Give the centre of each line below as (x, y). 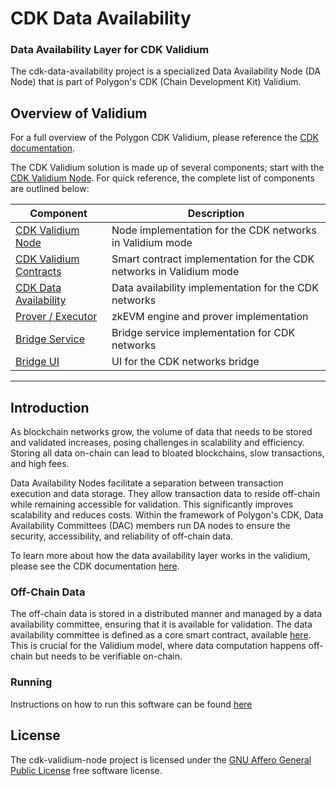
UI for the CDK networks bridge (185, 362)
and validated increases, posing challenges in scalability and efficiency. (157, 443)
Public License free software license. (86, 770)
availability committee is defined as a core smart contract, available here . (161, 635)
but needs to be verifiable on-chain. (108, 656)
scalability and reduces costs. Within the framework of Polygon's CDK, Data (167, 515)
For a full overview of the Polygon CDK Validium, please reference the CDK (164, 138)
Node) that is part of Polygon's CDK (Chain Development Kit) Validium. (156, 82)
